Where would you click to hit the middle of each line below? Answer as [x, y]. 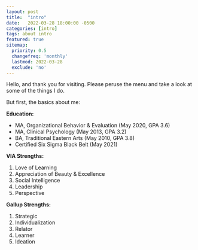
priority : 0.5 [29, 51]
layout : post [22, 12]
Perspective [30, 193]
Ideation [25, 242]
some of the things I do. [35, 91]
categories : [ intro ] [32, 28]
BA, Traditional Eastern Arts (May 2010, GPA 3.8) [75, 138]
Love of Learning [36, 167]
